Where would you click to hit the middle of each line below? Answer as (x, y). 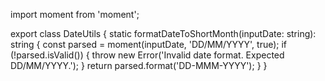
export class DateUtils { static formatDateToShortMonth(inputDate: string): (163, 33)
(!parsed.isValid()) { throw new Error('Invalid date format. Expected (147, 55)
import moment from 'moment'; (75, 14)
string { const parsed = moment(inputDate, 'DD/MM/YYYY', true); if (149, 44)
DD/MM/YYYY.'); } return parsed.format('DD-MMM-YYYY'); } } (139, 65)
